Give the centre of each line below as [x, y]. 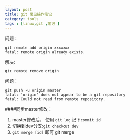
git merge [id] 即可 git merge [43, 132]
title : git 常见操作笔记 [29, 14]
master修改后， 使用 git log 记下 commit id [56, 120]
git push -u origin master [33, 91]
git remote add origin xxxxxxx [37, 48]
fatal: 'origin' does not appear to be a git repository [65, 95]
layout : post [19, 10]
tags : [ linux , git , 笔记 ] [32, 24]
